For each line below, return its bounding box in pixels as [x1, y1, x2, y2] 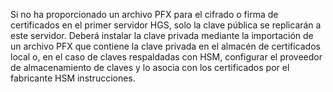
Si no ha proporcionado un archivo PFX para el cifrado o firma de [10, 9, 279, 20]
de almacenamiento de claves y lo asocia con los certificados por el [10, 62, 290, 73]
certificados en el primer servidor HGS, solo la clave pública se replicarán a [10, 19, 322, 31]
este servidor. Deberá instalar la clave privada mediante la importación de [10, 30, 314, 41]
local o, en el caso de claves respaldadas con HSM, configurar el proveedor [10, 51, 323, 63]
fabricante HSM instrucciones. [10, 72, 136, 84]
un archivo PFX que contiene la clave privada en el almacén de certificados [10, 40, 321, 52]
